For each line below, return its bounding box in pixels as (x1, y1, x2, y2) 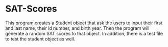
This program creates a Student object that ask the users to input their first (5, 20, 163, 26)
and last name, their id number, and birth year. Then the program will (5, 25, 150, 31)
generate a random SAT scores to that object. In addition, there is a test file (5, 30, 163, 36)
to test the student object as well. (5, 36, 76, 42)
